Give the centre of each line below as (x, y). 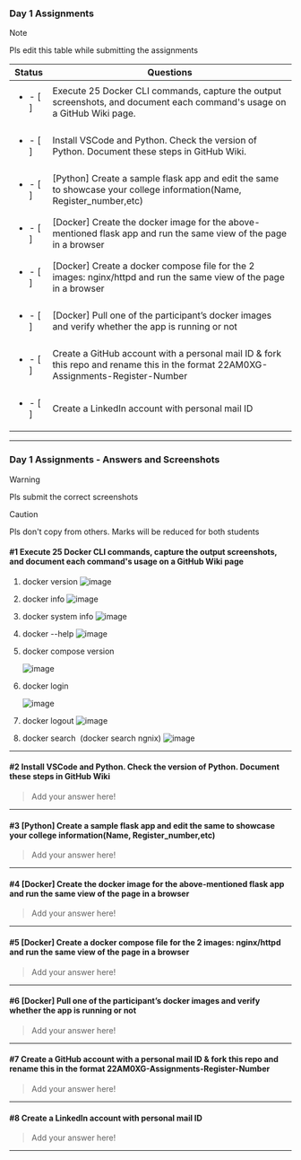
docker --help (48, 633)
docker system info (58, 616)
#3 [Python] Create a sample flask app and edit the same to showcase (142, 825)
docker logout (48, 720)
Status (29, 73)
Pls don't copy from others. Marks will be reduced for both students (134, 532)
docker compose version (68, 651)
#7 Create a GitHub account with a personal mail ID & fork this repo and (144, 1059)
